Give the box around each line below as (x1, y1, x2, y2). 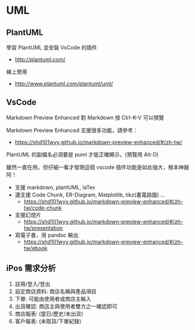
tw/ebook (23, 244, 48, 251)
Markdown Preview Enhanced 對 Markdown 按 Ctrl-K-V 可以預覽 (6, 114, 164, 121)
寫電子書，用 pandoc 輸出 (14, 231, 79, 239)
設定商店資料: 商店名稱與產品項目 (14, 288, 97, 295)
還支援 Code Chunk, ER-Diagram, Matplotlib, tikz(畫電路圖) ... (14, 191, 165, 198)
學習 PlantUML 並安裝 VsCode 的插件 (6, 44, 97, 51)
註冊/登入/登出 (14, 280, 51, 287)
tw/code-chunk (23, 204, 62, 211)
